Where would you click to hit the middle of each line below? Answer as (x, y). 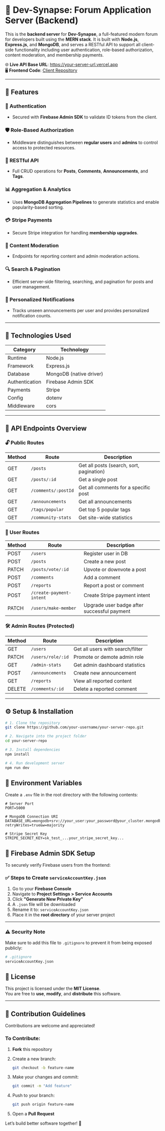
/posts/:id (44, 480)
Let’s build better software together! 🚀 (43, 1123)
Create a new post (105, 561)
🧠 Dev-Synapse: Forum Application (78, 10)
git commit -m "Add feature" (42, 1086)
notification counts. (32, 315)
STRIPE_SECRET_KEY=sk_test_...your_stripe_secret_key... (65, 838)
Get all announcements (105, 502)
